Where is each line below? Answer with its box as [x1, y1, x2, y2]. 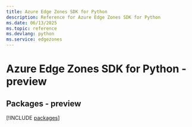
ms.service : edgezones [6, 36, 62, 42]
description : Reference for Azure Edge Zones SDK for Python [6, 14, 161, 20]
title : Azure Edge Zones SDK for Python [6, 8, 108, 15]
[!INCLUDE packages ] [6, 114, 60, 121]
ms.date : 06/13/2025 [6, 20, 58, 26]
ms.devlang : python [6, 31, 55, 37]
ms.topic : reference [6, 25, 58, 32]
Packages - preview [6, 98, 81, 109]
